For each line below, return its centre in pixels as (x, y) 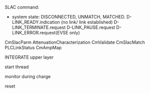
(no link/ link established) (87, 22)
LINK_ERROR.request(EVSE (40, 33)
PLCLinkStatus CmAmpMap (33, 47)
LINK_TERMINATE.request (39, 27)
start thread (17, 67)
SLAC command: (22, 7)
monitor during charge (28, 76)
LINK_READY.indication (36, 22)
